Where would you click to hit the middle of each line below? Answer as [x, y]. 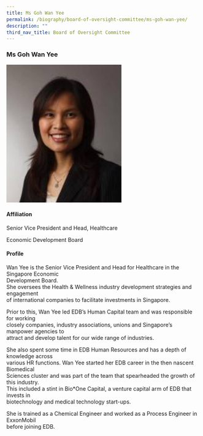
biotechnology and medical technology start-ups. [69, 402]
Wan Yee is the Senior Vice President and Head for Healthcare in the [93, 267]
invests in [18, 395]
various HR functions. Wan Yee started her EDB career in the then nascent [100, 363]
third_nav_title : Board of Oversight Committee [68, 32]
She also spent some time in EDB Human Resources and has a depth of [97, 350]
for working [21, 318]
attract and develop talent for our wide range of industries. [80, 337]
